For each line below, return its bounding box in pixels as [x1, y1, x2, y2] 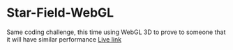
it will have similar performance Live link [6, 35, 122, 43]
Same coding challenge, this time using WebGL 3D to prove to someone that [6, 28, 226, 36]
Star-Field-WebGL [6, 5, 114, 21]
